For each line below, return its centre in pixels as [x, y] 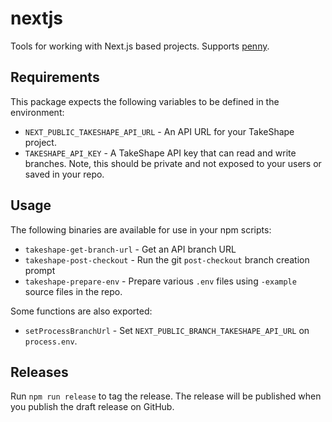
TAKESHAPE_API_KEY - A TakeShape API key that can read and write [160, 153]
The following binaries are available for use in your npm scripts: [141, 229]
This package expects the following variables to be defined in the [145, 101]
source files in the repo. [73, 291]
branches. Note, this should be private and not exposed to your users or [173, 163]
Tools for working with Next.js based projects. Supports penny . [140, 46]
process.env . [51, 341]
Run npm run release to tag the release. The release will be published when [166, 396]
